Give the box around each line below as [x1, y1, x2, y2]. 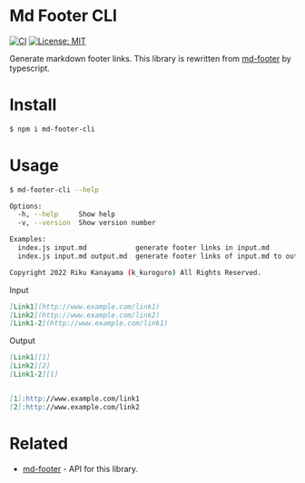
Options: [9, 202, 43, 211]
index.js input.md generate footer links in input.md [17, 243, 271, 252]
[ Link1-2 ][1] [9, 370, 59, 379]
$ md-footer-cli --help [9, 185, 100, 194]
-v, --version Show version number [17, 219, 156, 228]
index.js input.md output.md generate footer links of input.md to [17, 251, 282, 261]
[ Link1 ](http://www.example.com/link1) [9, 301, 161, 311]
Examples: [9, 235, 47, 244]
